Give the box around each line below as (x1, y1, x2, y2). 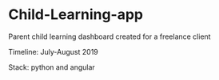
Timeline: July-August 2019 (8, 47, 98, 56)
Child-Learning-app (8, 6, 144, 24)
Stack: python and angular (8, 62, 96, 72)
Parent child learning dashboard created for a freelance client (8, 32, 211, 41)
